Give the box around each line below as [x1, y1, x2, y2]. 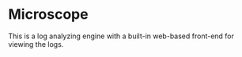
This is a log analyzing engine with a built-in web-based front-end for [8, 31, 235, 41]
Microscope [8, 5, 89, 23]
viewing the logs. [8, 39, 64, 48]
